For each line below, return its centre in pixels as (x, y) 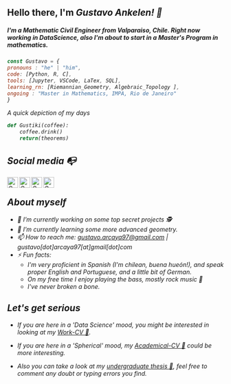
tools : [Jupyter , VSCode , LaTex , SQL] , (64, 81)
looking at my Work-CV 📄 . (54, 332)
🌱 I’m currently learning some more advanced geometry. (97, 229)
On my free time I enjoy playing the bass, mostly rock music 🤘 (115, 279)
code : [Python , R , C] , (40, 74)
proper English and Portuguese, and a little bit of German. (110, 272)
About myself (37, 203)
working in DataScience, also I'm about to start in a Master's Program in (113, 37)
